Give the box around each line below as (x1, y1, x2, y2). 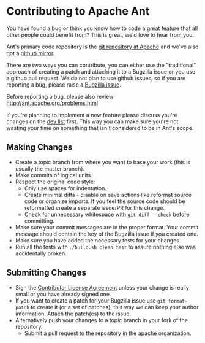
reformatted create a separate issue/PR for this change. (24, 204, 165, 211)
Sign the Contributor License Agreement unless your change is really (15, 283, 190, 291)
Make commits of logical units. (15, 171, 93, 179)
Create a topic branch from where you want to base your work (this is (15, 158, 191, 166)
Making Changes (6, 142, 73, 153)
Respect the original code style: (15, 178, 95, 185)
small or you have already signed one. (15, 290, 111, 298)
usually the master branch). (15, 164, 84, 172)
